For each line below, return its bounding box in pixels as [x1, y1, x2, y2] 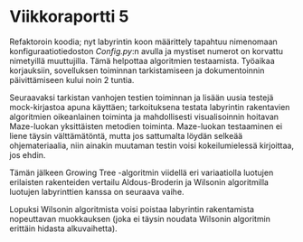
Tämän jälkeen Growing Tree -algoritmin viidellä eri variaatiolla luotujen [9, 167, 274, 178]
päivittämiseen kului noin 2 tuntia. [9, 74, 135, 85]
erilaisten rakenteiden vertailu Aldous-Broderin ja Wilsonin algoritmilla [9, 176, 270, 187]
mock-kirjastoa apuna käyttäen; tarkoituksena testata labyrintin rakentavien [9, 101, 290, 112]
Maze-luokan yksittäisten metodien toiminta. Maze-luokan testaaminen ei [9, 120, 283, 132]
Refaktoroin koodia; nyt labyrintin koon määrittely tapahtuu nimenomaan [9, 36, 278, 47]
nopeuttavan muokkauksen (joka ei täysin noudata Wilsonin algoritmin [9, 213, 271, 224]
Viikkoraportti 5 [9, 6, 129, 27]
